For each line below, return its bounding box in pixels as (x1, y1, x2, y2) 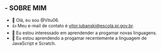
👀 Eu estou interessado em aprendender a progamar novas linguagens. (11, 30, 157, 36)
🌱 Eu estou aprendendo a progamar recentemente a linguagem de (11, 35, 147, 41)
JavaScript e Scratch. (11, 40, 56, 46)
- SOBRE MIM (4, 4, 47, 12)
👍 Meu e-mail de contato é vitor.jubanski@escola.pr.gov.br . (11, 22, 134, 29)
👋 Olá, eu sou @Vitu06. (11, 17, 59, 23)
